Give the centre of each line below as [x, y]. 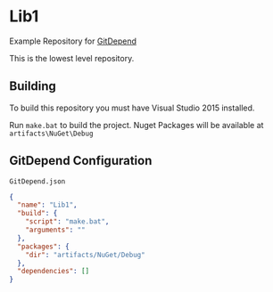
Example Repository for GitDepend [73, 41]
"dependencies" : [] [54, 272]
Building [33, 86]
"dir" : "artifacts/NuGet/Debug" [85, 255]
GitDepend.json [37, 181]
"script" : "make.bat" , [67, 222]
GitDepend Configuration [81, 161]
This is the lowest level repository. [72, 58]
